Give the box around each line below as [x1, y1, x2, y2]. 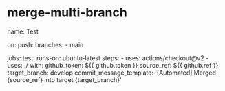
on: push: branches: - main [7, 40, 84, 49]
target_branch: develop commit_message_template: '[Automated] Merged [7, 68, 217, 77]
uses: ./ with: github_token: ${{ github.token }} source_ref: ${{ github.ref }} [7, 61, 219, 69]
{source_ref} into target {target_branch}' [7, 75, 122, 83]
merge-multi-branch [7, 5, 127, 21]
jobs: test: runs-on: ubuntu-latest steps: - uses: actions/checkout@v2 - [7, 53, 209, 62]
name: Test [7, 27, 39, 36]
